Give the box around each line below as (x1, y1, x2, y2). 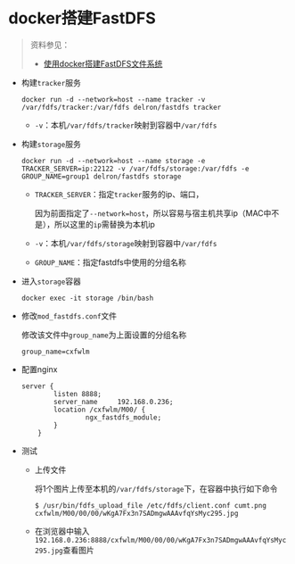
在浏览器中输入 (34, 526, 90, 536)
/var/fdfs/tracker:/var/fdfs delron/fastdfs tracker (20, 103, 222, 112)
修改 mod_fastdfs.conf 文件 (20, 310, 118, 321)
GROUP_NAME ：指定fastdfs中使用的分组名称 (34, 256, 186, 268)
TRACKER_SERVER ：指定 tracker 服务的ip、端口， (34, 188, 204, 199)
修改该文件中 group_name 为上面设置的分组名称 (20, 329, 187, 340)
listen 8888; (53, 389, 102, 398)
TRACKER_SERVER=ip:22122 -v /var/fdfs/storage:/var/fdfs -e (20, 164, 250, 173)
